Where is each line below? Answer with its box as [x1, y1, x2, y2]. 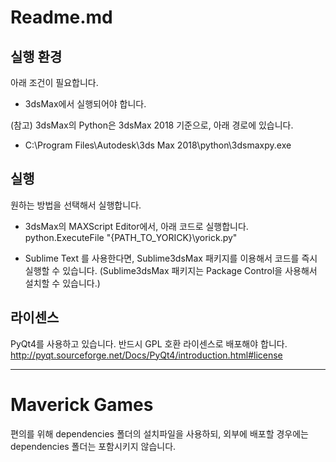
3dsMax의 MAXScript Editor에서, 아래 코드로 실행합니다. [24, 220, 249, 232]
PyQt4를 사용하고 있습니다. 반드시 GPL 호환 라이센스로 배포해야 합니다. [10, 337, 288, 350]
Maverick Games [10, 393, 154, 416]
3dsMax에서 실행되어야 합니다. [24, 98, 147, 110]
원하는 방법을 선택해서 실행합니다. [10, 199, 142, 211]
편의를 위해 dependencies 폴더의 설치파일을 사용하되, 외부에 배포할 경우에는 [10, 427, 309, 440]
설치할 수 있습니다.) [24, 277, 101, 289]
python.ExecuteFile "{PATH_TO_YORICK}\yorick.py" [24, 231, 238, 243]
